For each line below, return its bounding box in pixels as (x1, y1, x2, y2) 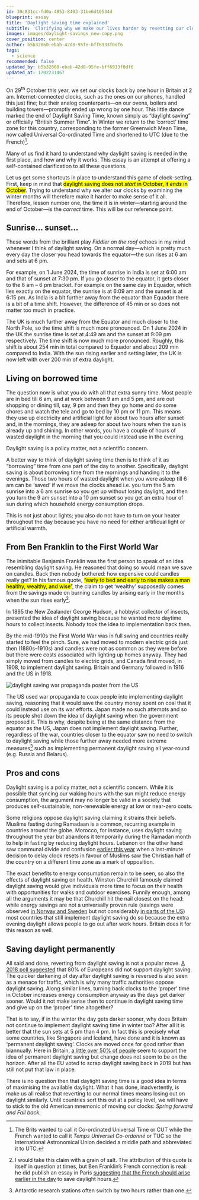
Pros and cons (6, 768, 60, 778)
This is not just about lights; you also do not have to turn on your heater (6, 512, 181, 519)
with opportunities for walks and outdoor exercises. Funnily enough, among (6, 889, 191, 896)
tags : (6, 48, 20, 53)
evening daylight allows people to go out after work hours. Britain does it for (6, 920, 191, 927)
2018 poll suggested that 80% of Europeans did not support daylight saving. (6, 966, 192, 973)
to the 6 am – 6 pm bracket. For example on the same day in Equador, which (6, 282, 192, 289)
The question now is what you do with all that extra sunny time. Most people (6, 389, 192, 396)
